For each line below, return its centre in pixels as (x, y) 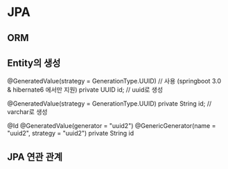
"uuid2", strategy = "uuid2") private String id (71, 134)
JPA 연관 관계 (35, 157)
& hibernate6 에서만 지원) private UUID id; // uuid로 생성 (85, 90)
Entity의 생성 (34, 63)
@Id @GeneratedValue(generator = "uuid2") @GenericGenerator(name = (112, 126)
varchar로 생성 (27, 112)
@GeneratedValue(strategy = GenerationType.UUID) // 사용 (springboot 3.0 (114, 81)
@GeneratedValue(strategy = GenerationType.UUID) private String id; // (109, 104)
